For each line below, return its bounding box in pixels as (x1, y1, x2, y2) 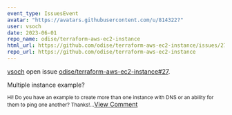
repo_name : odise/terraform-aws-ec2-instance (7, 36, 140, 43)
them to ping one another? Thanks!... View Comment (7, 100, 138, 108)
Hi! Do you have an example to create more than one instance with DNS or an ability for (7, 94, 214, 101)
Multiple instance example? (7, 81, 85, 89)
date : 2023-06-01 (7, 29, 57, 36)
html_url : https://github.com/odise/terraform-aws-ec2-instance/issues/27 (7, 42, 227, 49)
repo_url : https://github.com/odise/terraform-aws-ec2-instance (7, 49, 196, 56)
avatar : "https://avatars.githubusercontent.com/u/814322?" (7, 17, 184, 23)
